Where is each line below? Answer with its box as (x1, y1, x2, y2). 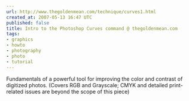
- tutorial (6, 59, 33, 65)
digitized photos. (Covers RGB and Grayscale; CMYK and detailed (6, 81, 169, 88)
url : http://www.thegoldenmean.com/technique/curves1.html (6, 8, 157, 15)
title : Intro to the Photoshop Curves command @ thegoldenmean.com (6, 25, 178, 32)
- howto (6, 42, 26, 48)
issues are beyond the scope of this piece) (25, 88, 130, 95)
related (6, 88, 24, 95)
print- (169, 81, 184, 88)
